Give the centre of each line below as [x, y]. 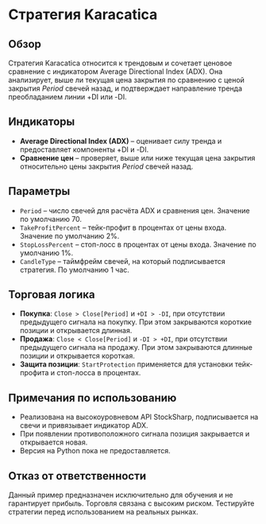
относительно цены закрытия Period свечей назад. [106, 166]
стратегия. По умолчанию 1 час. [74, 270]
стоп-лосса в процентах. [99, 373]
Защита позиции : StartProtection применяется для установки [126, 364]
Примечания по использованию [93, 398]
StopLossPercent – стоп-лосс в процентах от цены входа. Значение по [138, 244]
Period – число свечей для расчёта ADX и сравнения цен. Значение [135, 210]
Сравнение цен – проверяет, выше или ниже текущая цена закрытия [137, 157]
